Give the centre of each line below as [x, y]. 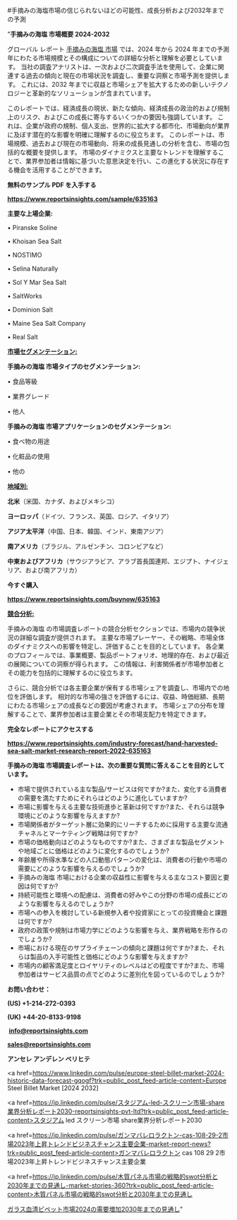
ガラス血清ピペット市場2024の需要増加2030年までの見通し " [95, 1209]
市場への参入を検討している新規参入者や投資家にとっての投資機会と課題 [122, 913]
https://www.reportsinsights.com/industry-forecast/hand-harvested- [113, 743]
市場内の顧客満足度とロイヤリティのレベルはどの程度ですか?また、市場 [121, 965]
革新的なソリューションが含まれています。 [93, 93]
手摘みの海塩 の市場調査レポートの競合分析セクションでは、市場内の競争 [113, 629]
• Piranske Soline [32, 227]
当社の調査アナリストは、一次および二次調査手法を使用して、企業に [120, 67]
